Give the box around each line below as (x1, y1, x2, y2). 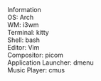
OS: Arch (7, 13, 34, 21)
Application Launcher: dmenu (7, 58, 94, 67)
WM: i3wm (7, 21, 39, 29)
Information (7, 6, 41, 13)
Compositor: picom (7, 51, 64, 59)
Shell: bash (7, 36, 41, 44)
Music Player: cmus (7, 66, 65, 74)
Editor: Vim (7, 43, 40, 51)
